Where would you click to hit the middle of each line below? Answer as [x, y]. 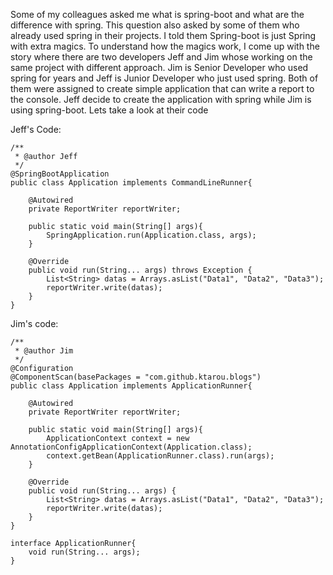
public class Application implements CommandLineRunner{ [131, 183]
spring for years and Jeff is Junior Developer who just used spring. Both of [164, 78]
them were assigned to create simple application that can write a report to [162, 88]
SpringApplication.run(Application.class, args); [151, 235]
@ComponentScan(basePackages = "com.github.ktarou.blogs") [136, 377]
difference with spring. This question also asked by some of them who [155, 25]
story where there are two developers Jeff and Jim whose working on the [161, 57]
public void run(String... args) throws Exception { [140, 270]
